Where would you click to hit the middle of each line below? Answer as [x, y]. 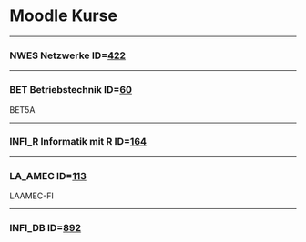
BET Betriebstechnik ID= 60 [71, 90]
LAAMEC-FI [32, 196]
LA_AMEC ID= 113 [48, 176]
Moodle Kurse [64, 16]
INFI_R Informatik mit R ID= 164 [78, 142]
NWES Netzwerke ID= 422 [67, 55]
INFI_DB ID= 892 [46, 228]
